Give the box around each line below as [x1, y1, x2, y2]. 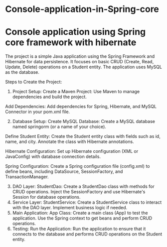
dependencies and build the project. [12, 94, 87, 100]
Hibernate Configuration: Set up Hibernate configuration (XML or [5, 148, 139, 154]
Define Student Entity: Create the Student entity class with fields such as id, [5, 133, 161, 139]
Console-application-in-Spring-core [5, 3, 160, 15]
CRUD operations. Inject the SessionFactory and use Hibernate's [12, 189, 146, 195]
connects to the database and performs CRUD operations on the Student [12, 231, 163, 237]
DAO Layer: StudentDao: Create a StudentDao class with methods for [12, 183, 155, 190]
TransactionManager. [5, 174, 49, 180]
